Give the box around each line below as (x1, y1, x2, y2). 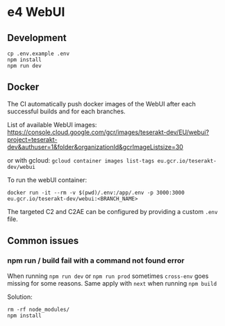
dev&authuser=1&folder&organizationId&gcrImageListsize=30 (7, 142, 184, 151)
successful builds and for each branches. (7, 107, 126, 115)
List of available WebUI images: (7, 120, 97, 129)
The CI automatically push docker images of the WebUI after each (7, 99, 197, 108)
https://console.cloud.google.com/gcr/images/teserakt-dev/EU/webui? (7, 128, 210, 136)
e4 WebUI (7, 4, 65, 20)
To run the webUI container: (7, 175, 87, 184)
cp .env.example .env (7, 50, 70, 57)
